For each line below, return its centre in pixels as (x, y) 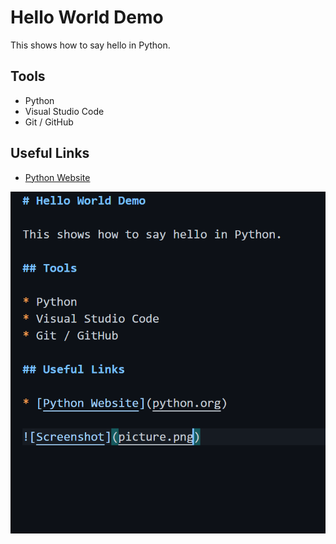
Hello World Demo (87, 17)
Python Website (57, 177)
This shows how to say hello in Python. (90, 45)
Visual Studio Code (64, 111)
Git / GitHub (49, 122)
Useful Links (50, 153)
